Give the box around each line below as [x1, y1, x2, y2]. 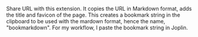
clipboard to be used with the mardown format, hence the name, [6, 18, 166, 24]
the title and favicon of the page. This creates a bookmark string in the [6, 11, 181, 18]
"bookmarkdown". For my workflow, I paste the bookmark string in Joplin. [6, 24, 188, 31]
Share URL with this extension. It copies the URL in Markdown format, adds [6, 5, 192, 12]
